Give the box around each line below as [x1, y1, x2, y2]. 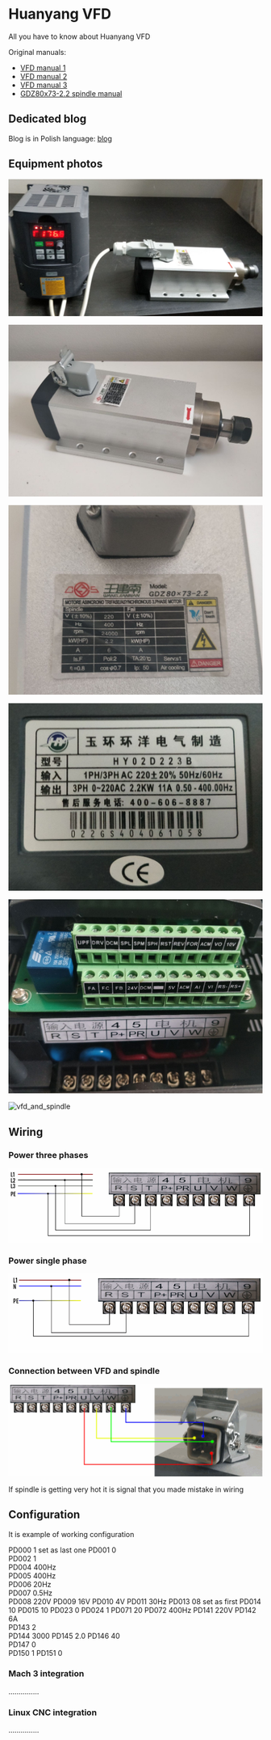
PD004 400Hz [8, 1562, 56, 1572]
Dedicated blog [8, 112, 87, 126]
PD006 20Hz [8, 1579, 52, 1589]
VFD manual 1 [19, 62, 66, 73]
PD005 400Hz [8, 1570, 56, 1581]
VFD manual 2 [19, 71, 68, 81]
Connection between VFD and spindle [8, 1366, 160, 1377]
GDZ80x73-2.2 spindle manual [19, 88, 123, 98]
